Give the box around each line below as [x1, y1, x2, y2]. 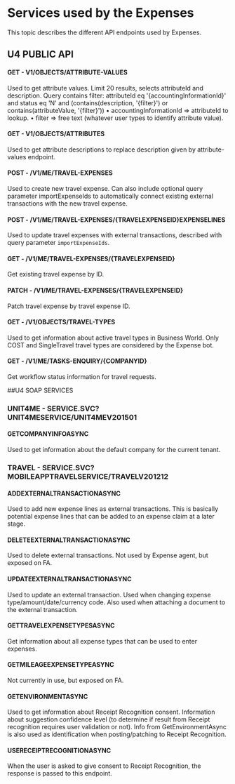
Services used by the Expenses [7, 5, 194, 21]
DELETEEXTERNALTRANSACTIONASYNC [7, 536, 131, 544]
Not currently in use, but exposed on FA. [7, 676, 124, 685]
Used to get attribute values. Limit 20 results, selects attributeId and [7, 84, 203, 92]
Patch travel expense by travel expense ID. [7, 302, 130, 310]
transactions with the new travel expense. [7, 199, 128, 208]
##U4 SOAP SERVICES [7, 386, 74, 394]
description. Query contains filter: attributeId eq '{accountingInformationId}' [7, 91, 227, 100]
